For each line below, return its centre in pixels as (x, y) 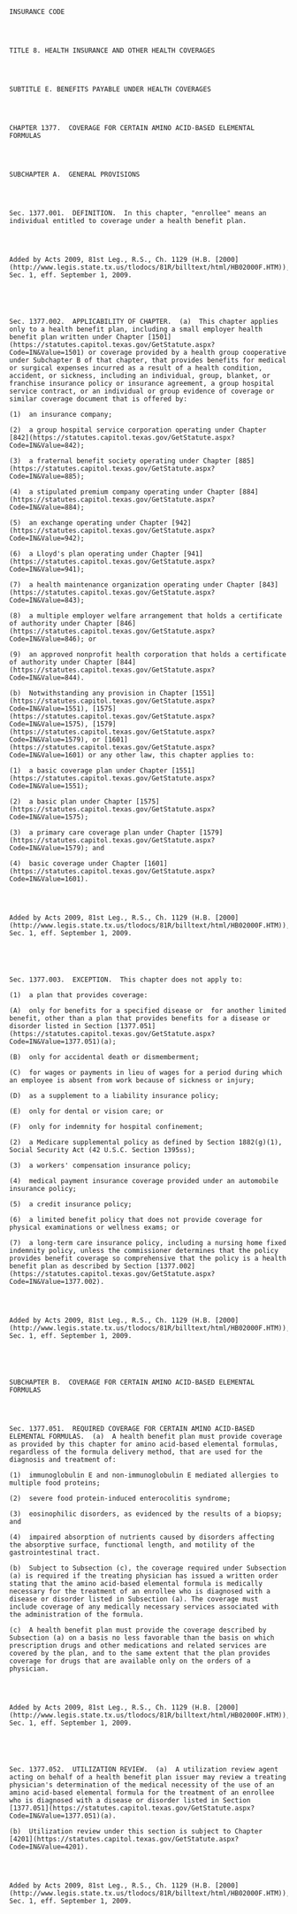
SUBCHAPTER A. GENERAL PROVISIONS (75, 174)
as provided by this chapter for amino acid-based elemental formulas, (144, 1444)
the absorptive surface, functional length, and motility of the (132, 1545)
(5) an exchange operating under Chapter (88, 523)
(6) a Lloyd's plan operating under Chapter (94, 554)
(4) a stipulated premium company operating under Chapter (122, 492)
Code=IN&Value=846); (47, 639)
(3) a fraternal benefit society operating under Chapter (120, 461)
